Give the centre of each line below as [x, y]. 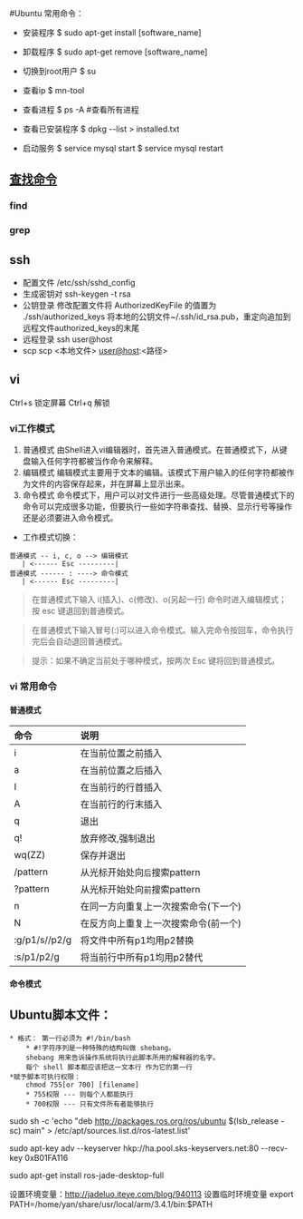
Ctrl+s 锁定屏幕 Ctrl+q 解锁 [60, 403]
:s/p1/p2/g [37, 957]
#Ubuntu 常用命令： [47, 13]
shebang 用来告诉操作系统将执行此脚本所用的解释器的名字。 [123, 1058]
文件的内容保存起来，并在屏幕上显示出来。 [110, 484]
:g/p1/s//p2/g [43, 940]
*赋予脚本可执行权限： [45, 1077]
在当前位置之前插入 [121, 754]
